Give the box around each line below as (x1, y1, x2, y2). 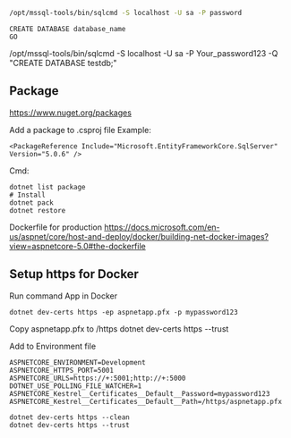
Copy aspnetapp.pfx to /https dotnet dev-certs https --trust (9, 323, 229, 334)
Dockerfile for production (9, 222, 103, 232)
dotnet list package (9, 182, 87, 191)
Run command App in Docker (9, 291, 118, 301)
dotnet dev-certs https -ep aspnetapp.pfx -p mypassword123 (9, 307, 239, 316)
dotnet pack (9, 198, 54, 207)
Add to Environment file (9, 341, 97, 351)
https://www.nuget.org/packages (9, 107, 133, 118)
